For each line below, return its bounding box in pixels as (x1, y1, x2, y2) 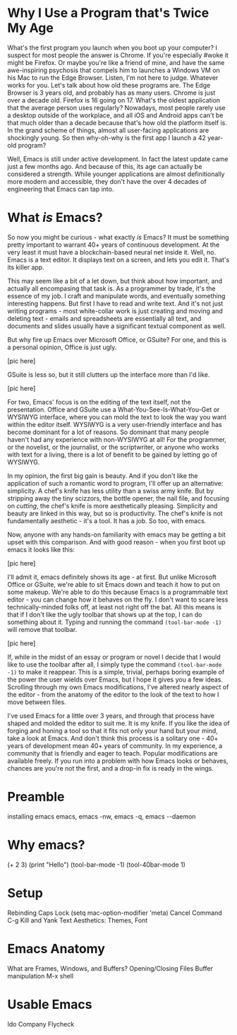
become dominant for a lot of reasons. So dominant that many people (7, 428, 209, 436)
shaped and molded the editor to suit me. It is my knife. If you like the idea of (7, 719, 230, 727)
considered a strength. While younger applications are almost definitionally (7, 170, 225, 178)
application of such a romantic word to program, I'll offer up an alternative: (7, 479, 224, 487)
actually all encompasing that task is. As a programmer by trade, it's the (7, 284, 217, 293)
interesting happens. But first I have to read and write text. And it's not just (7, 299, 224, 308)
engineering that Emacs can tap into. (7, 185, 114, 193)
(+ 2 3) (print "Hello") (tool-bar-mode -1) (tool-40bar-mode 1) (7, 860, 186, 869)
